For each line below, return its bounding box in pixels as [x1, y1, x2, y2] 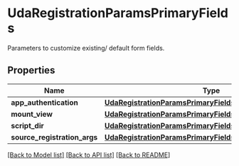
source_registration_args [11, 132, 98, 142]
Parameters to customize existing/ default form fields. [7, 43, 165, 52]
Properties [7, 64, 55, 76]
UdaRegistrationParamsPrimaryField [7, 5, 229, 21]
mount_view [11, 109, 53, 119]
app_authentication [11, 98, 78, 108]
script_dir [11, 120, 44, 130]
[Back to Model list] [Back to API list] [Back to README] [7, 150, 171, 159]
